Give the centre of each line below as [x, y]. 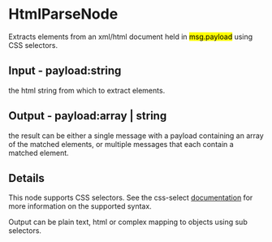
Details [26, 178]
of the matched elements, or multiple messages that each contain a [121, 144]
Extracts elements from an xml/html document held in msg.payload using [131, 37]
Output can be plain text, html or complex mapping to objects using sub [128, 222]
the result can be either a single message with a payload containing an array [136, 136]
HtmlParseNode [63, 14]
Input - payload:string [65, 71]
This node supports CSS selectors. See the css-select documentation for [131, 198]
